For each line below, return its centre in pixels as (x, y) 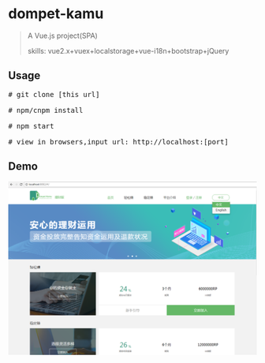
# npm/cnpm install (46, 110)
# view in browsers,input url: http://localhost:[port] (118, 142)
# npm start (31, 126)
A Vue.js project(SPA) (63, 36)
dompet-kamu (56, 14)
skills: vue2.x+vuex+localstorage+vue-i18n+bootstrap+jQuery (128, 51)
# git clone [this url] (54, 94)
